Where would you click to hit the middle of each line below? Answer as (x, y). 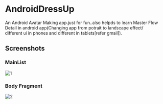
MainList (16, 62)
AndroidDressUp (40, 9)
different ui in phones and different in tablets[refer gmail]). (64, 33)
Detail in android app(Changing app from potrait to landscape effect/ (74, 27)
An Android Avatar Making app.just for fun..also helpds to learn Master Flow (81, 23)
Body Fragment (24, 86)
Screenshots (25, 48)
